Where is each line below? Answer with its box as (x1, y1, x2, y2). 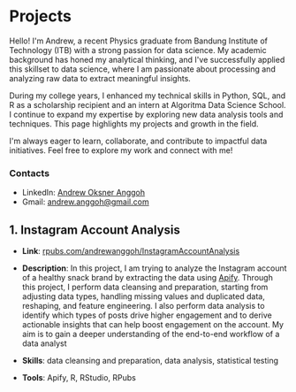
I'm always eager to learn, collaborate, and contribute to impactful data (9, 135, 268, 146)
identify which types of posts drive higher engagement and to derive (21, 310, 272, 320)
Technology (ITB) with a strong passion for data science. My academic (9, 44, 267, 55)
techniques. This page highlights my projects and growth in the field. (9, 118, 259, 129)
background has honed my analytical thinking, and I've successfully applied (9, 54, 285, 65)
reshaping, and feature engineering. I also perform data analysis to (21, 301, 265, 311)
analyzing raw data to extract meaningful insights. (9, 73, 192, 83)
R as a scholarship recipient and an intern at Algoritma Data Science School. (9, 99, 286, 110)
